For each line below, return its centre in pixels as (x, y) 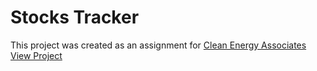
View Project (36, 55)
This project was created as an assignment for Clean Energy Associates (158, 45)
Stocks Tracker (75, 17)
